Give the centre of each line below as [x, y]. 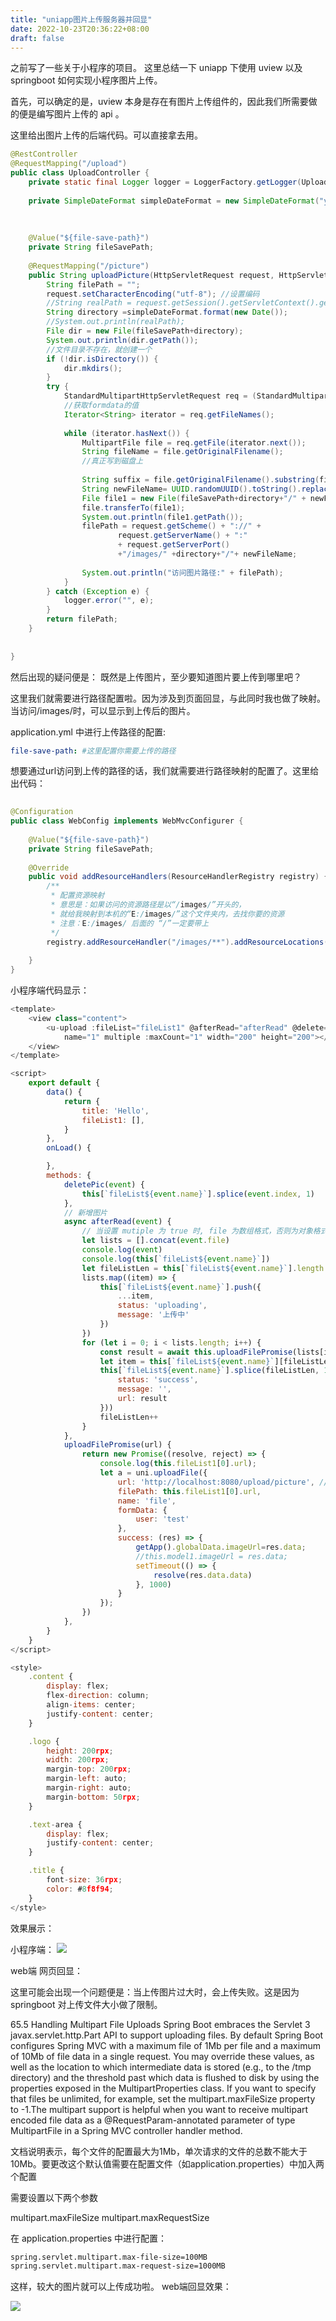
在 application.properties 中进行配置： [89, 2238]
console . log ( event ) [122, 1250]
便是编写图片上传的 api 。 [71, 114]
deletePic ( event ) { [104, 1184]
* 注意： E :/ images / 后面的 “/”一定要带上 [130, 923]
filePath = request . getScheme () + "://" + [171, 526]
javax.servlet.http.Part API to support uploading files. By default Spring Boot [167, 2035]
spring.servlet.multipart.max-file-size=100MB [109, 2257]
